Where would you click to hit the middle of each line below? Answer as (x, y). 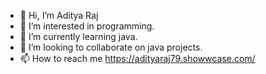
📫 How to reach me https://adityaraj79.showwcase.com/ (137, 58)
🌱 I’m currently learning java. (78, 36)
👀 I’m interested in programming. (87, 26)
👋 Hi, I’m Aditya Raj (59, 15)
